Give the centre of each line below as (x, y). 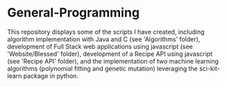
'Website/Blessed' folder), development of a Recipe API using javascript (110, 54)
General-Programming (74, 13)
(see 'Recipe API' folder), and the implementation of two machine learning (113, 61)
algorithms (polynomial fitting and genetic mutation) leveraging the (102, 68)
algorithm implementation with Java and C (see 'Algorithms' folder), (104, 39)
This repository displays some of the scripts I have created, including (106, 32)
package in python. (51, 76)
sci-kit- (209, 68)
